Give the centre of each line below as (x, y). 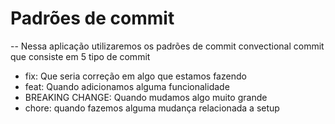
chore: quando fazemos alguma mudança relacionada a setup (152, 108)
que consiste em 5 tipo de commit (80, 56)
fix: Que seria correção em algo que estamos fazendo (135, 76)
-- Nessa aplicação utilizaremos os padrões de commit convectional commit (167, 46)
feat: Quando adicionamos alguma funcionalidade (127, 86)
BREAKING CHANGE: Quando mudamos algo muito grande (146, 97)
